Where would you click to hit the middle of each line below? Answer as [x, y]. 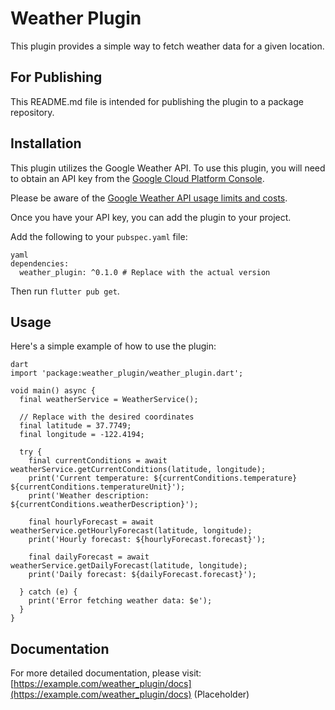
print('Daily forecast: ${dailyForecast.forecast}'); [142, 575]
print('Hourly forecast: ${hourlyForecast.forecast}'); [147, 540]
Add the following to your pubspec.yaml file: [99, 236]
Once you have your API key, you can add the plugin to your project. [151, 217]
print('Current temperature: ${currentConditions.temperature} [163, 478]
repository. [32, 112]
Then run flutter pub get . [65, 291]
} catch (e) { [48, 592]
